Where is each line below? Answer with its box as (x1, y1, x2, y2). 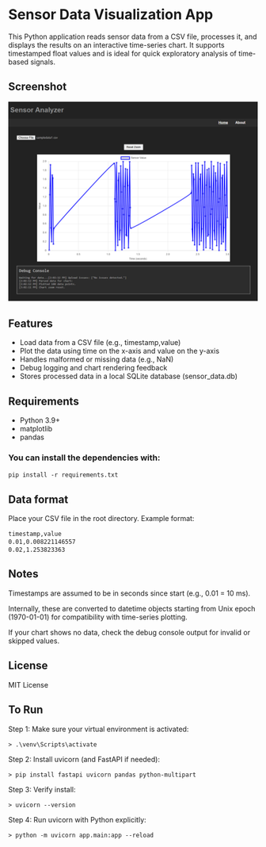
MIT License (8, 680, 49, 689)
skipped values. (8, 636, 60, 646)
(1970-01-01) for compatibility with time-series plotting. (8, 612, 188, 622)
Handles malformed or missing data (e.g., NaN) (19, 355, 174, 364)
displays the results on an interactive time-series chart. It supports (8, 40, 225, 49)
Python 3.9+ (19, 415, 61, 425)
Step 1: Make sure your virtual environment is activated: (8, 724, 189, 734)
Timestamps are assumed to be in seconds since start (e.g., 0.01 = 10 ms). (8, 588, 251, 598)
